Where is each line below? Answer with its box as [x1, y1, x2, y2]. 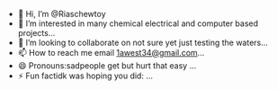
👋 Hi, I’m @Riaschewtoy [17, 9, 106, 19]
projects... [17, 28, 56, 38]
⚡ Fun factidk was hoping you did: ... [17, 70, 153, 81]
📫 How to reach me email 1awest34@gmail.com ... [17, 48, 205, 58]
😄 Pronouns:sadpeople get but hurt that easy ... [17, 60, 197, 71]
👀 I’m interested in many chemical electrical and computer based [17, 18, 259, 29]
